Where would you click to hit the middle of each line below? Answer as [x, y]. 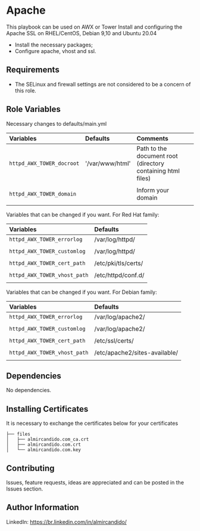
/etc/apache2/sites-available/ [136, 352]
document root [157, 156]
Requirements [33, 70]
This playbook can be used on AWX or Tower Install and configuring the [94, 27]
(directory [151, 163]
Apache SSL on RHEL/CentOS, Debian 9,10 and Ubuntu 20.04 [82, 33]
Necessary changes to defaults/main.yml [57, 123]
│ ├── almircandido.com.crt [44, 445]
